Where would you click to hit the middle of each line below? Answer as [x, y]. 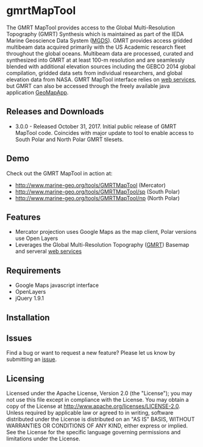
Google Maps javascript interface [57, 285]
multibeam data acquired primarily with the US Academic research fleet [96, 47]
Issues [19, 338]
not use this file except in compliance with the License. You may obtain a [98, 400]
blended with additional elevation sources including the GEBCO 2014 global [101, 66]
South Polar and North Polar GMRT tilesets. [69, 139]
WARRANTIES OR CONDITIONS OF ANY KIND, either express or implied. [97, 426]
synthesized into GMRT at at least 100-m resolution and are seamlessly [95, 60]
